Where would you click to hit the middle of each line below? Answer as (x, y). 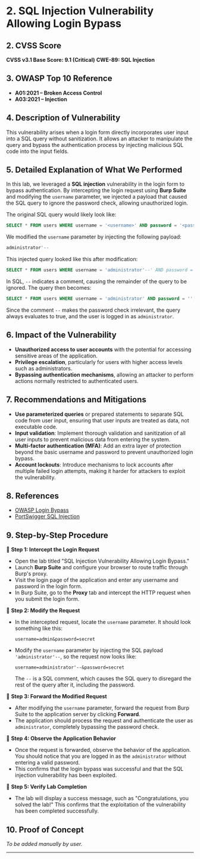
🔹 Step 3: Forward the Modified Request (57, 697)
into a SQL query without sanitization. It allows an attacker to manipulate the (99, 139)
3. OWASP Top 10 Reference (59, 79)
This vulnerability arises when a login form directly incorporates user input (97, 132)
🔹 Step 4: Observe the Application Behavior (61, 738)
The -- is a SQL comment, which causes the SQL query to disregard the (103, 679)
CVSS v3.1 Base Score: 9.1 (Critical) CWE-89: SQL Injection (80, 60)
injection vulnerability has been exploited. (66, 775)
